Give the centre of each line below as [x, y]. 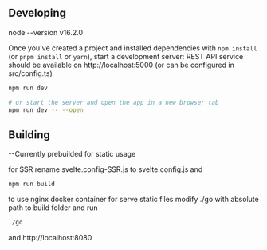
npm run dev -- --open [46, 110]
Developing [37, 13]
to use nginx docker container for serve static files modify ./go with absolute [133, 200]
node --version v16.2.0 [46, 32]
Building [29, 135]
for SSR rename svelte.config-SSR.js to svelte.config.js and [106, 169]
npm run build [32, 184]
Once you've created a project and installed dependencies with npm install [133, 48]
